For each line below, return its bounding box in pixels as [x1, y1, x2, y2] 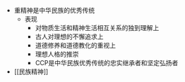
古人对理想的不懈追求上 [35, 32, 104, 41]
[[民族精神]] [13, 67, 49, 76]
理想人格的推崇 [35, 50, 79, 58]
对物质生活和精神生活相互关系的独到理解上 [35, 24, 160, 32]
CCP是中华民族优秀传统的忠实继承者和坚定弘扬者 [35, 59, 179, 67]
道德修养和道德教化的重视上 [35, 41, 117, 49]
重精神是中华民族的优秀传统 [13, 6, 95, 14]
